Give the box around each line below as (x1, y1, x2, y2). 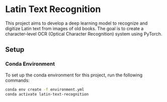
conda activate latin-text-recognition (5, 91, 89, 96)
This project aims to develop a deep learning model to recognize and (5, 20, 148, 26)
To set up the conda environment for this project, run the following (5, 72, 143, 78)
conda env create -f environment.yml (5, 87, 85, 92)
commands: (5, 77, 30, 83)
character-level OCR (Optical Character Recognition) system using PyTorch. (5, 31, 162, 37)
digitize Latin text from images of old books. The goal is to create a (5, 25, 144, 31)
